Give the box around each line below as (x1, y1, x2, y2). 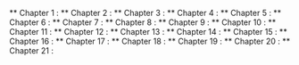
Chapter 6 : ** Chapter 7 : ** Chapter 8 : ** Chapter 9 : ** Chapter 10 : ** (9, 17, 277, 28)
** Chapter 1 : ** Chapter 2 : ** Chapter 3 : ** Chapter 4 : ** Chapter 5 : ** (9, 8, 282, 18)
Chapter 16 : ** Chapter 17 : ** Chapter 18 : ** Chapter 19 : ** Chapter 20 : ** (9, 36, 291, 46)
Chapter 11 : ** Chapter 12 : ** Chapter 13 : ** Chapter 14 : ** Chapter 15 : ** (9, 27, 287, 37)
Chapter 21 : (9, 45, 54, 56)
